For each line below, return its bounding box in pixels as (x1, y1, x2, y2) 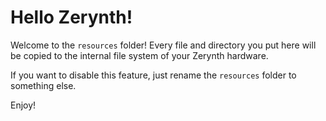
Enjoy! (10, 99, 37, 111)
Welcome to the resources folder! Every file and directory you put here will (10, 39, 317, 51)
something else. (10, 79, 77, 91)
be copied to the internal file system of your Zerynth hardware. (10, 49, 269, 61)
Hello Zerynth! (10, 6, 133, 29)
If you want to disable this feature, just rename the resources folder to (10, 69, 297, 81)
